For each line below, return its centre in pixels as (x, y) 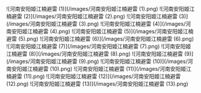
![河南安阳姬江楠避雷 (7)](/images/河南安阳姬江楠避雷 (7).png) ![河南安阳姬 (99, 46)
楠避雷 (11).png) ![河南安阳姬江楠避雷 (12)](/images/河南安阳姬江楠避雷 (94, 76)
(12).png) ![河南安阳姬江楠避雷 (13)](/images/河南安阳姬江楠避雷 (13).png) (97, 84)
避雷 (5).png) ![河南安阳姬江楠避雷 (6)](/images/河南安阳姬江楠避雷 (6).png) (100, 39)
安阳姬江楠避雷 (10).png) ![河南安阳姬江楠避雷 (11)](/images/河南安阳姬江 (101, 69)
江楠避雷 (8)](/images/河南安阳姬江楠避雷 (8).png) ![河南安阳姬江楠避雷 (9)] (100, 54)
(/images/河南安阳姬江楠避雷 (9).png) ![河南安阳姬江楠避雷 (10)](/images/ (97, 61)
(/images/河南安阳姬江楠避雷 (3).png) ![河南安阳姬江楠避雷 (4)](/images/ (96, 24)
